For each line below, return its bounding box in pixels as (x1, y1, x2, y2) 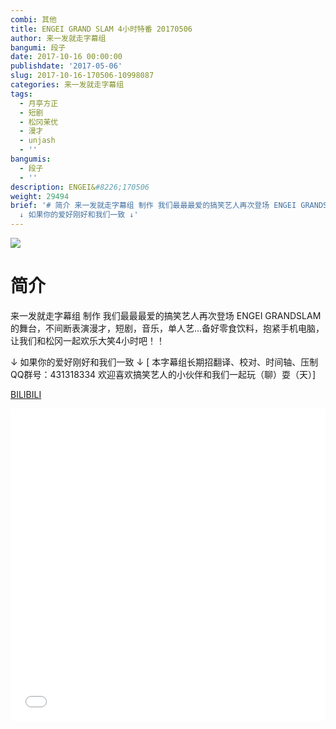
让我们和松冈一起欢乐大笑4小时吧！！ (10, 334, 166, 346)
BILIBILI (10, 388, 42, 400)
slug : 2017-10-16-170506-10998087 (10, 71, 155, 81)
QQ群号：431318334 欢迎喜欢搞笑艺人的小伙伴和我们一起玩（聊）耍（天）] (10, 368, 317, 380)
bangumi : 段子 (10, 42, 67, 53)
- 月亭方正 (19, 98, 59, 108)
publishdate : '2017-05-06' (10, 61, 123, 71)
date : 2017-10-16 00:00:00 (10, 52, 123, 62)
